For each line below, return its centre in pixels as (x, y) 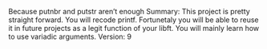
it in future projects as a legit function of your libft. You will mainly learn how (134, 28)
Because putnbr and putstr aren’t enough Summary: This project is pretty (129, 11)
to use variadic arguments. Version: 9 (70, 36)
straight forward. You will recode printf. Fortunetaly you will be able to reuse (133, 20)
